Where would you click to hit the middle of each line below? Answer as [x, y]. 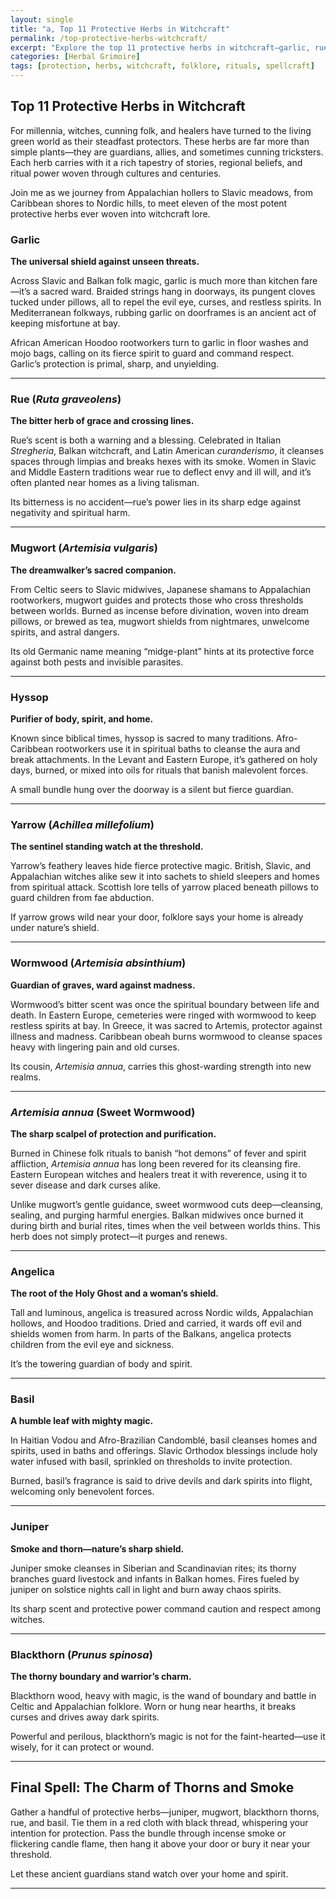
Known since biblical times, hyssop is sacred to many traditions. [142, 738]
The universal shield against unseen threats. [105, 262]
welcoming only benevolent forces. [82, 1492]
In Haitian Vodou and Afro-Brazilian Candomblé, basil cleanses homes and [164, 1440]
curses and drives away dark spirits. [85, 1717]
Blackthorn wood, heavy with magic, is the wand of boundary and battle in [163, 1696]
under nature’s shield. [55, 928]
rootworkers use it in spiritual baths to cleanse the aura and [178, 749]
